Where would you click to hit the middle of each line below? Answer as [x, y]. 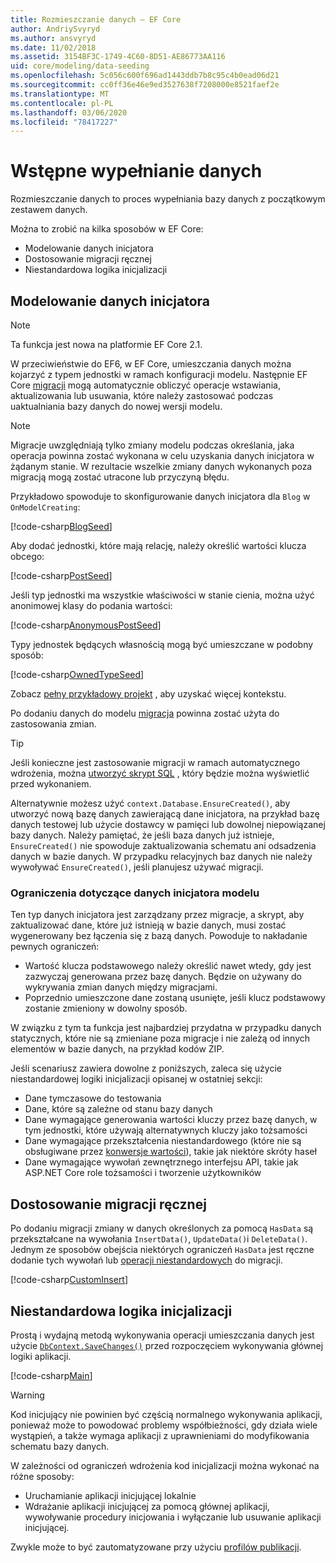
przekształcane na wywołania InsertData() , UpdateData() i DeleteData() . [159, 1239]
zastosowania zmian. [53, 724]
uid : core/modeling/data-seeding [80, 66]
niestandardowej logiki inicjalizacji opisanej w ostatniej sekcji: [136, 1079]
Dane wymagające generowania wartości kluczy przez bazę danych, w [171, 1120]
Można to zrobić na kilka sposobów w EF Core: [107, 229]
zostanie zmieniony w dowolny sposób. [106, 1008]
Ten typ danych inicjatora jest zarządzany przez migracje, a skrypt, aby [157, 915]
